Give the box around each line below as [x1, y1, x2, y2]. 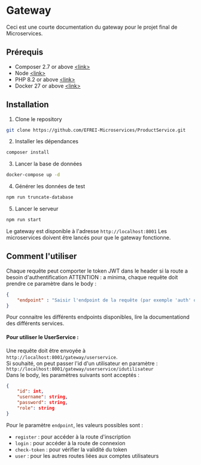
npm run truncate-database [6, 194, 74, 201]
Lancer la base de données [14, 160, 83, 168]
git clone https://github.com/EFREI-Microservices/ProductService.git [6, 127, 186, 133]
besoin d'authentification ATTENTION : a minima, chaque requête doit [6, 273, 178, 280]
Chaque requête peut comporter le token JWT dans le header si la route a [6, 267, 188, 274]
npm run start [6, 217, 42, 223]
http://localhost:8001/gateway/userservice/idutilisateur [6, 366, 154, 372]
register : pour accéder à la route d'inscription [14, 433, 131, 440]
